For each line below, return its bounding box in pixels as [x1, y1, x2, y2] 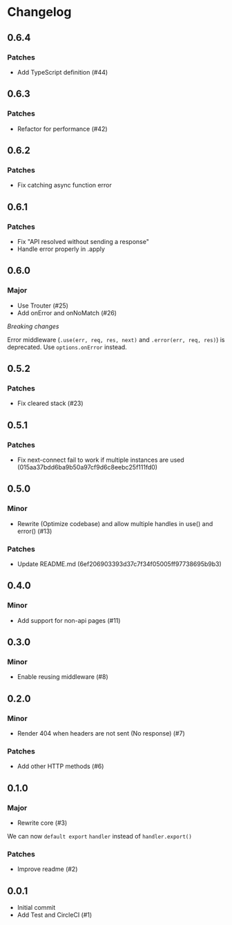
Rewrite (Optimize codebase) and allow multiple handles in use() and [17, 519, 213, 527]
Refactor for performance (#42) [17, 124, 108, 133]
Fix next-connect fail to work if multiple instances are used [17, 456, 184, 464]
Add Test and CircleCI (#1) [17, 910, 93, 919]
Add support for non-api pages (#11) [17, 616, 121, 624]
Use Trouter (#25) [17, 301, 69, 310]
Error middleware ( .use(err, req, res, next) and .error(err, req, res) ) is [7, 335, 225, 344]
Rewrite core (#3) [17, 819, 68, 827]
